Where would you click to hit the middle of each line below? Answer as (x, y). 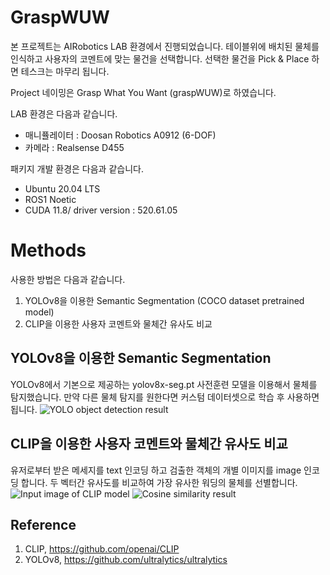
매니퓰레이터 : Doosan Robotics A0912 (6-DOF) (120, 135)
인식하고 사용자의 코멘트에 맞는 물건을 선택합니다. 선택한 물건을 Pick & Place (160, 58)
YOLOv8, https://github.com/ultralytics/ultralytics (126, 560)
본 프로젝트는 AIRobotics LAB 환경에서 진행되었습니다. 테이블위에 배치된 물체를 (165, 46)
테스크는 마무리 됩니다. (65, 71)
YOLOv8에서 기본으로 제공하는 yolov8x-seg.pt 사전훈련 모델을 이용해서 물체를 (164, 384)
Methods (48, 250)
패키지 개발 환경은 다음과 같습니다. (77, 168)
